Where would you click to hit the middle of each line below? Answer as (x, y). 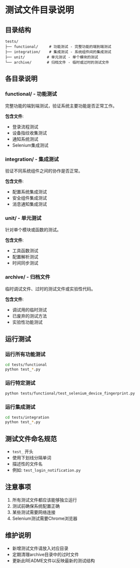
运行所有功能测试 (25, 354)
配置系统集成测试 (29, 192)
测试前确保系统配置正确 (36, 506)
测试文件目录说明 (40, 10)
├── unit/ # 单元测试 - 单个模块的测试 (52, 57)
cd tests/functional (26, 365)
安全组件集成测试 (29, 198)
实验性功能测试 (27, 322)
